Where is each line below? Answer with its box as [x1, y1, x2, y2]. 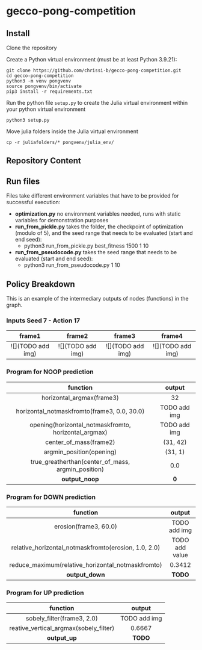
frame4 [161, 332, 183, 340]
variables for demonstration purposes [14, 217, 109, 224]
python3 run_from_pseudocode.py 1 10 [23, 261, 120, 269]
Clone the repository [6, 44, 57, 51]
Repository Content [6, 155, 81, 166]
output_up [47, 634, 77, 642]
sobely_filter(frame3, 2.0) [26, 614, 98, 623]
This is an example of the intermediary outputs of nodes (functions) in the [6, 295, 189, 302]
